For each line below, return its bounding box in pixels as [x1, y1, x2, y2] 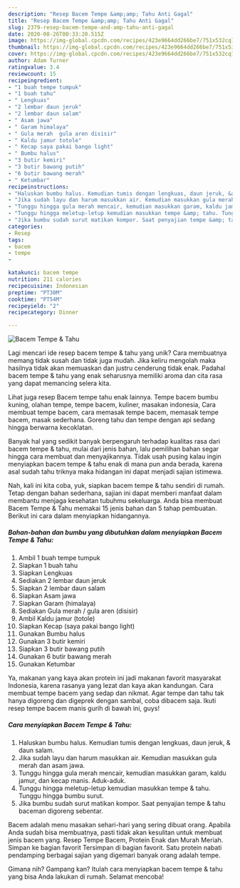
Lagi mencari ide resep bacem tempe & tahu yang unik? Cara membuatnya [8, 349, 227, 357]
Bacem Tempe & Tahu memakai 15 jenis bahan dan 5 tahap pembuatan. [8, 504, 218, 513]
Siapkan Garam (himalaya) [18, 599, 96, 608]
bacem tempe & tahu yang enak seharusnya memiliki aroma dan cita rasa [8, 371, 223, 380]
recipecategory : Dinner [8, 309, 79, 316]
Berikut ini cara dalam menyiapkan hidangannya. [8, 512, 151, 520]
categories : [8, 223, 43, 230]
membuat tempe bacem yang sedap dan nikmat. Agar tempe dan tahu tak [8, 689, 224, 697]
